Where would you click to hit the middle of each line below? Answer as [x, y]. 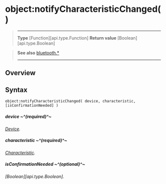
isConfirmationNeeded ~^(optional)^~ [45, 164]
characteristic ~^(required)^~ [36, 140]
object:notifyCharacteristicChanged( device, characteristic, [70, 101]
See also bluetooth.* [38, 52]
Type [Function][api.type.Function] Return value [67, 38]
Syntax [16, 90]
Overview [21, 73]
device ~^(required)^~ [28, 116]
